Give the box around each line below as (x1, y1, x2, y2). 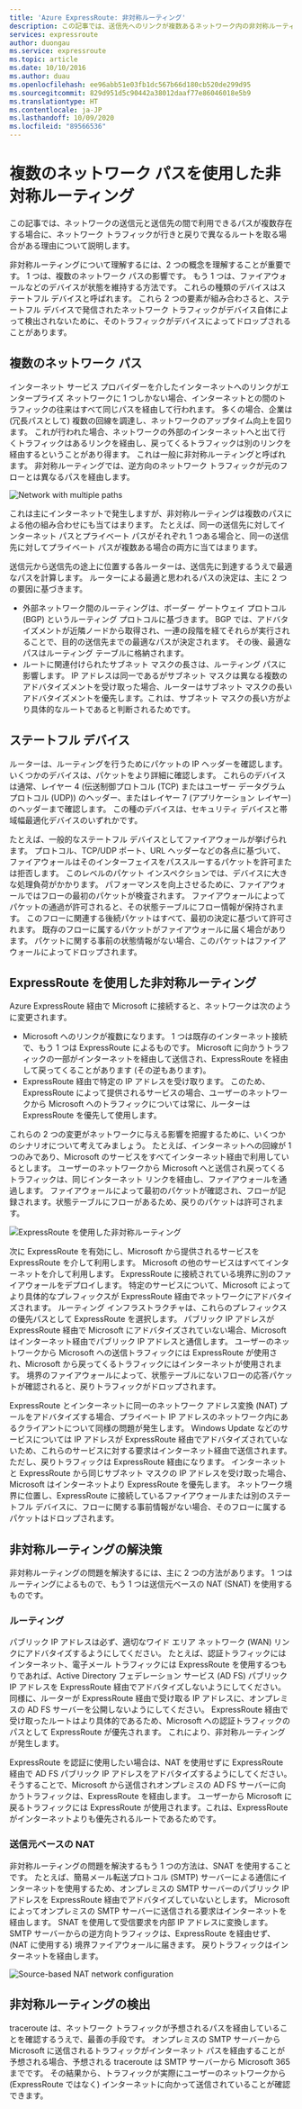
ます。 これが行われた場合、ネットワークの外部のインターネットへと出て (9, 426, 279, 437)
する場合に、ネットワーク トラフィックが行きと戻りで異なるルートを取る (9, 229, 280, 240)
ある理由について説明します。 (24, 240, 135, 250)
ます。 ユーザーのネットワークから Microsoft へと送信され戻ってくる (32, 1163, 286, 1173)
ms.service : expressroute (9, 47, 106, 56)
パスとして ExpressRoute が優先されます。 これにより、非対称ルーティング (9, 1726, 286, 1738)
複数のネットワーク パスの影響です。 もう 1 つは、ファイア (55, 270, 271, 281)
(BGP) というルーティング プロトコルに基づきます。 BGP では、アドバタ (22, 613, 289, 624)
